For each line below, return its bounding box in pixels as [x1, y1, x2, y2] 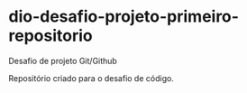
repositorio [8, 25, 93, 46]
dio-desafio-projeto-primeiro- [8, 6, 240, 27]
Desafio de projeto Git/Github [8, 55, 118, 66]
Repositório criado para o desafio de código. [8, 72, 175, 83]
